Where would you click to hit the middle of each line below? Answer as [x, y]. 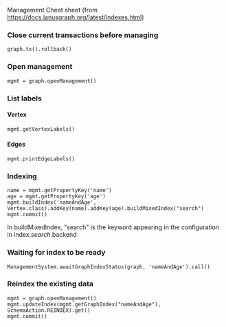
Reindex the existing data [50, 284]
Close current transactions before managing [83, 35]
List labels [25, 98]
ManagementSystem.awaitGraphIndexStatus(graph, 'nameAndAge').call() [109, 267]
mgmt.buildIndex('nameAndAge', [52, 202]
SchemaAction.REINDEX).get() [49, 310]
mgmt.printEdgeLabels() [41, 159]
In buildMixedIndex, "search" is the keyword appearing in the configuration [113, 227]
